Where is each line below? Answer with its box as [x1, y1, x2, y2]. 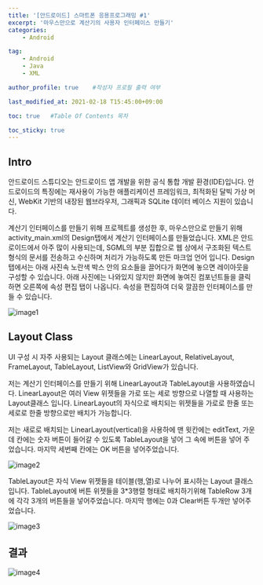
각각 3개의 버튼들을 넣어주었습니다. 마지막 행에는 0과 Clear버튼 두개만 [16, 495, 231, 505]
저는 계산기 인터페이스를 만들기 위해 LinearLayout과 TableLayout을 [8, 378, 216, 388]
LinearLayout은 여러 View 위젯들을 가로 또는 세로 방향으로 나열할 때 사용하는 [18, 388, 254, 397]
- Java [22, 62, 44, 71]
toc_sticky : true [8, 126, 65, 134]
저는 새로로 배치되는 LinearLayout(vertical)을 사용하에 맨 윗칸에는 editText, [8, 425, 241, 434]
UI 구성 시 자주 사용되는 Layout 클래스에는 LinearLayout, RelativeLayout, [8, 352, 235, 361]
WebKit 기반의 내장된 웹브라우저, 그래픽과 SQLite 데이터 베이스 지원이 [18, 197, 233, 207]
